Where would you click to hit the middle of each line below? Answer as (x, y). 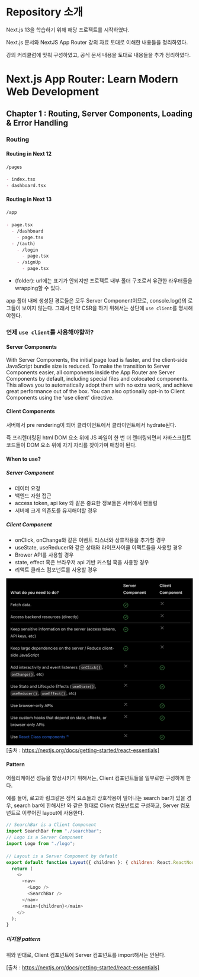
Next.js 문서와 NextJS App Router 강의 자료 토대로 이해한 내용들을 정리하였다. (97, 42)
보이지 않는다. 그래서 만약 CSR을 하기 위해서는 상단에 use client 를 (99, 308)
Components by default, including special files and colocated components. (97, 379)
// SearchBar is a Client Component (51, 825)
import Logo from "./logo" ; (41, 844)
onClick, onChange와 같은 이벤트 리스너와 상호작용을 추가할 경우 (90, 540)
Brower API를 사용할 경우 (44, 555)
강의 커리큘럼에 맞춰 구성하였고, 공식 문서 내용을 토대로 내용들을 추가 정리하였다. (99, 54)
